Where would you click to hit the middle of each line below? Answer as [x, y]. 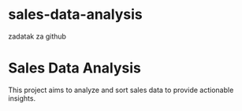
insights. [22, 98]
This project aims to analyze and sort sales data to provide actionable [121, 90]
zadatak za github [37, 36]
